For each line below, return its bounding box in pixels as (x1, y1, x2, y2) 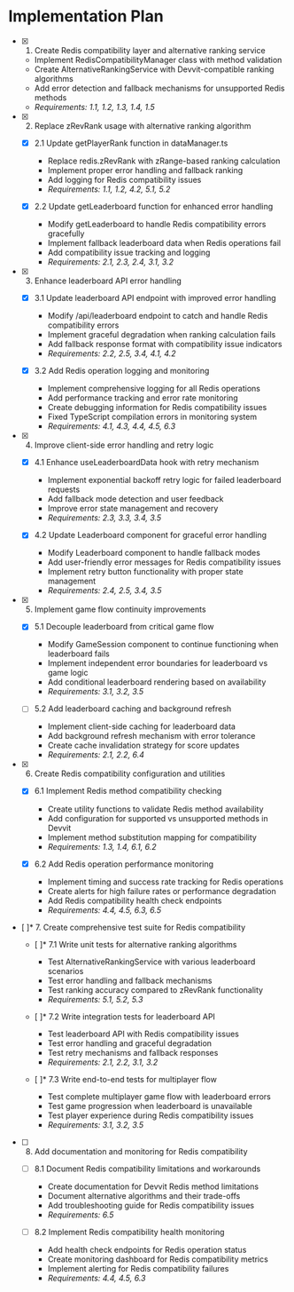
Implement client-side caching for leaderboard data (47, 721, 236, 732)
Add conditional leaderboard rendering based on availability (47, 677, 267, 687)
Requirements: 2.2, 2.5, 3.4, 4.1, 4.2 (47, 348, 176, 359)
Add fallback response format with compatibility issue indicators (47, 339, 282, 350)
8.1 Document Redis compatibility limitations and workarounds (34, 1163, 261, 1174)
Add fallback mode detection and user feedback (47, 494, 224, 504)
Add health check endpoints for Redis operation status (47, 1244, 247, 1255)
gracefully (47, 228, 85, 239)
